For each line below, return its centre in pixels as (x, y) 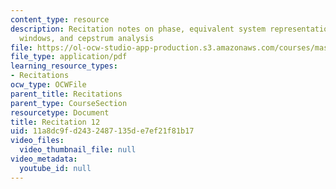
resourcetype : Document (60, 112)
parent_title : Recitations (66, 94)
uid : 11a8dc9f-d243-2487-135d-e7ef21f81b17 (102, 131)
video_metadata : (44, 159)
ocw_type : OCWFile (48, 85)
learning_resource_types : (64, 66)
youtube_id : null (55, 168)
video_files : (37, 141)
